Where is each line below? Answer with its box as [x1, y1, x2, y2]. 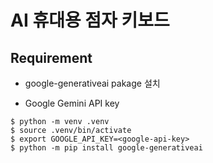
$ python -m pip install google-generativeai [10, 143, 203, 153]
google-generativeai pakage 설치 [24, 77, 161, 89]
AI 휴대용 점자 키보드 [10, 9, 170, 32]
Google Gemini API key [24, 97, 120, 109]
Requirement [10, 49, 93, 66]
